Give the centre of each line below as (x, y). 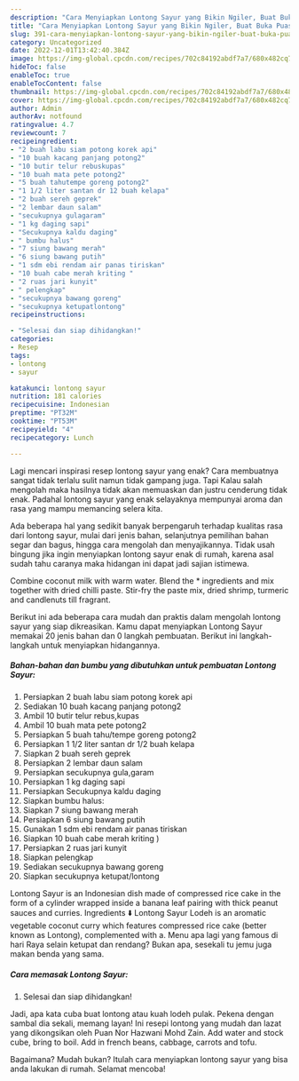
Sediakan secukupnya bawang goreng (93, 867)
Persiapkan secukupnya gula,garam (88, 773)
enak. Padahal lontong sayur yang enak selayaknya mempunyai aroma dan (146, 499)
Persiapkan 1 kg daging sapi (74, 782)
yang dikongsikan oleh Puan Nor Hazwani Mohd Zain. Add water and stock (147, 1033)
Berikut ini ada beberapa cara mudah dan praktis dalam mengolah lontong (146, 616)
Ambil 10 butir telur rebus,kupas (81, 716)
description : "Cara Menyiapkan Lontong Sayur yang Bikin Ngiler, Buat (143, 17)
